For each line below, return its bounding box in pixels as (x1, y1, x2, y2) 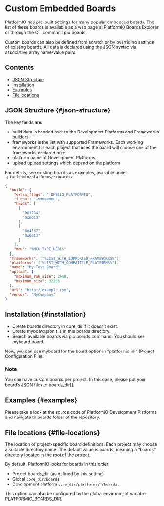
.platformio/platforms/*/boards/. (5, 175, 76, 179)
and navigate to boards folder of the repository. (5, 414, 101, 420)
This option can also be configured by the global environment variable (5, 491, 146, 497)
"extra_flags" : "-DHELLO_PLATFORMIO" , (14, 192, 93, 197)
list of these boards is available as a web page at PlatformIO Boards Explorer (5, 24, 159, 30)
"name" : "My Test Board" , (9, 265, 62, 270)
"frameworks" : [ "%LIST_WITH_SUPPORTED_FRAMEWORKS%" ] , (9, 256, 121, 261)
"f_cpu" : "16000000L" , (14, 197, 60, 202)
